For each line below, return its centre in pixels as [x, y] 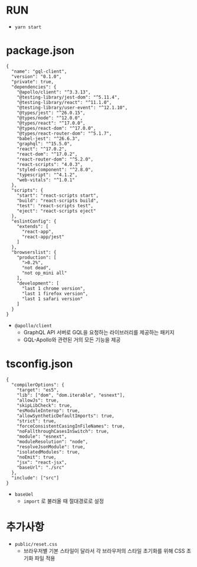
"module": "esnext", [42, 436]
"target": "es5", [38, 390]
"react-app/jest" [43, 237]
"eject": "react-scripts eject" [56, 211]
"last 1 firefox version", [55, 294]
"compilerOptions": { [38, 384]
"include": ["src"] [35, 478]
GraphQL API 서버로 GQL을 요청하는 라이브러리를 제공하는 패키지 [99, 332]
